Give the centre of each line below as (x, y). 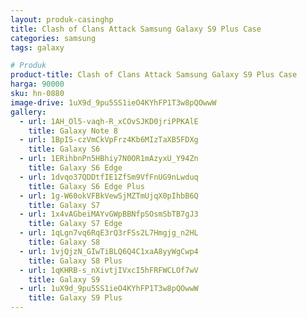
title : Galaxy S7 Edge (75, 224)
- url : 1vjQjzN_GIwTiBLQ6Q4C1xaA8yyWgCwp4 (109, 251)
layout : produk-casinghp (62, 19)
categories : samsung (53, 38)
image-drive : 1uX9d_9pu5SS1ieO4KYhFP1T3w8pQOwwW (113, 102)
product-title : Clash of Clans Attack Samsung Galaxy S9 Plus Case (154, 75)
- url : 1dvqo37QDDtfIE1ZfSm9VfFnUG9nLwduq (109, 177)
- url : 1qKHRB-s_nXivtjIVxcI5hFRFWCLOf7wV (109, 270)
